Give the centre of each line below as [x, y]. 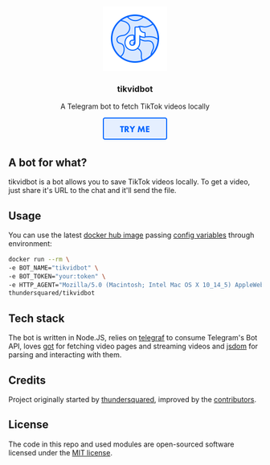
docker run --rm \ [39, 259]
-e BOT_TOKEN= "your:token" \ [57, 276]
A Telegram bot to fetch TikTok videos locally [135, 106]
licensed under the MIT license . [60, 452]
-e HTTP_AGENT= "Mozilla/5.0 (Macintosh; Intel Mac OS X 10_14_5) [120, 285]
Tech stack [37, 318]
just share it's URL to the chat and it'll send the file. [92, 191]
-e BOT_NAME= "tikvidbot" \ [53, 268]
